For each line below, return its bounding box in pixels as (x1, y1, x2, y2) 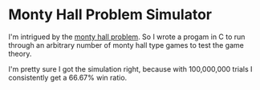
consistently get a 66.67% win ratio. (8, 72, 128, 82)
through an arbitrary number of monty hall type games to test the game (8, 40, 245, 49)
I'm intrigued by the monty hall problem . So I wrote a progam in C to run (8, 32, 246, 41)
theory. (8, 49, 32, 58)
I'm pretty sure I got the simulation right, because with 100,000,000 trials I (8, 64, 253, 73)
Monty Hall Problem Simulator (8, 6, 213, 24)
